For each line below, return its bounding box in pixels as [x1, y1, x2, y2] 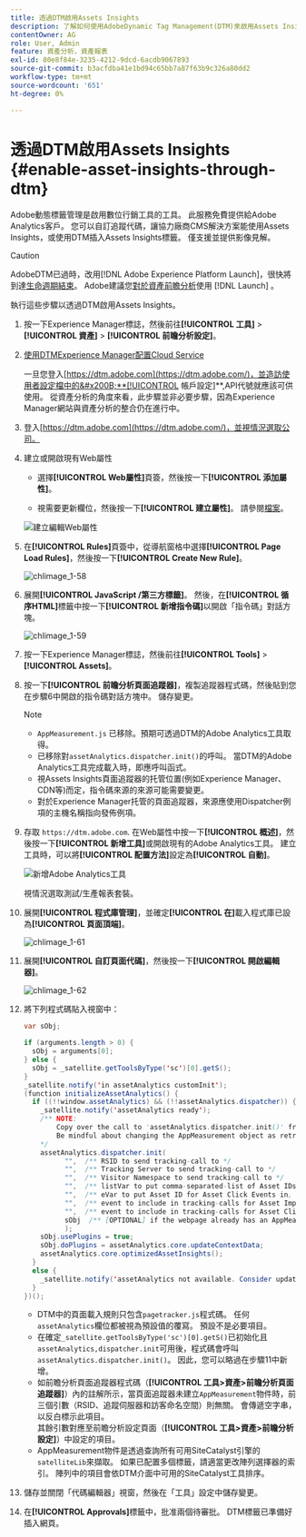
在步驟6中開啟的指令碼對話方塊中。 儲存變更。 [23, 691, 199, 702]
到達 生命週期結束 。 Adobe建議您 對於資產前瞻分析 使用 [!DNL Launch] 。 [10, 281, 280, 291]
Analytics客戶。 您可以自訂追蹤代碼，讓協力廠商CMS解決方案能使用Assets [10, 221, 290, 232]
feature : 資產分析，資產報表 [10, 47, 108, 56]
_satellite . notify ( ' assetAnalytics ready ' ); [40, 1106, 212, 1115]
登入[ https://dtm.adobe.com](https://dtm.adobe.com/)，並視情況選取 [23, 422, 282, 433]
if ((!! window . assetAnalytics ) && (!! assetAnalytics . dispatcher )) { [32, 1098, 297, 1107]
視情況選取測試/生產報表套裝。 [23, 888, 139, 899]
